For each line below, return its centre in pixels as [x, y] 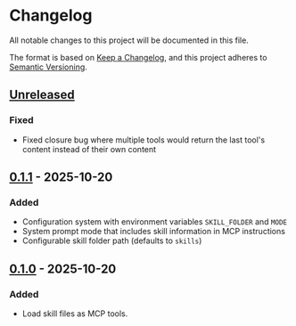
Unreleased [42, 95]
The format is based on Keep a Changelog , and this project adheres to [138, 57]
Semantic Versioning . [48, 67]
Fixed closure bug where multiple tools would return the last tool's [144, 140]
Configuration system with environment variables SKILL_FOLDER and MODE [155, 222]
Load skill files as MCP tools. [75, 314]
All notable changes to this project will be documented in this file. [129, 40]
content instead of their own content [89, 149]
